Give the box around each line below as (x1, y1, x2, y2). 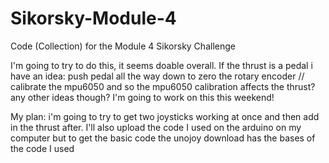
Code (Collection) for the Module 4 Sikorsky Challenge (10, 40, 236, 52)
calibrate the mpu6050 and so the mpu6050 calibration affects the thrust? (10, 80, 316, 92)
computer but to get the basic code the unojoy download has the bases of (10, 132, 316, 144)
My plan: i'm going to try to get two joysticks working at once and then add (10, 110, 320, 122)
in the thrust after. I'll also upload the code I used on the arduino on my (10, 121, 302, 133)
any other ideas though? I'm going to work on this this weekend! (10, 91, 275, 103)
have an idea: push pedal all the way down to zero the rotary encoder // (10, 70, 305, 82)
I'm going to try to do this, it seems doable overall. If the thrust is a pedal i (10, 59, 313, 71)
